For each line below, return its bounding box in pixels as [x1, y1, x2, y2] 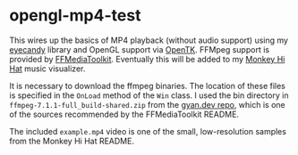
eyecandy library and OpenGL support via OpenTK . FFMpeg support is [9, 44, 270, 54]
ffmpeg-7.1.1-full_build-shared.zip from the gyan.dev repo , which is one [9, 99, 285, 110]
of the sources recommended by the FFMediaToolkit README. [9, 109, 240, 119]
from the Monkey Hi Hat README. [9, 135, 134, 146]
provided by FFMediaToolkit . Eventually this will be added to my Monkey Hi [9, 53, 285, 64]
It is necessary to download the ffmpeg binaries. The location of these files [9, 80, 286, 91]
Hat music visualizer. [9, 63, 86, 74]
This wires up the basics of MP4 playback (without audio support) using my [9, 35, 289, 45]
